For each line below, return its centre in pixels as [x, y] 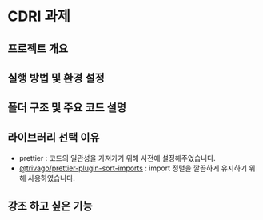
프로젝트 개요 [38, 48]
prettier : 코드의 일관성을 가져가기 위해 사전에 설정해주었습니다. [118, 158]
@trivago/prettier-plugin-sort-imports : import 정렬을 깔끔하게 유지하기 [133, 168]
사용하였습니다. [51, 178]
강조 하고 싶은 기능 [50, 206]
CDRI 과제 [39, 16]
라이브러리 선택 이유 [54, 137]
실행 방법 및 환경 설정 [56, 78]
